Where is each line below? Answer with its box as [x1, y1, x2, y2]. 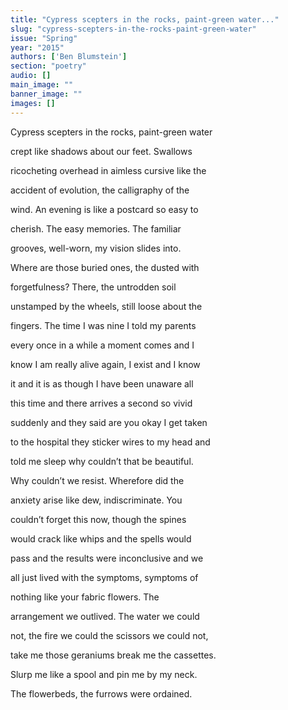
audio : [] [10, 71, 52, 81]
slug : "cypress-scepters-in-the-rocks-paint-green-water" [10, 24, 257, 34]
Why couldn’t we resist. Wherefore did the [10, 474, 185, 486]
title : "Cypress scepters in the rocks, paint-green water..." [10, 14, 280, 25]
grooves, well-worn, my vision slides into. [10, 242, 182, 254]
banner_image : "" [10, 89, 83, 99]
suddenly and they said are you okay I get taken [10, 416, 208, 428]
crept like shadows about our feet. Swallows [10, 145, 193, 157]
